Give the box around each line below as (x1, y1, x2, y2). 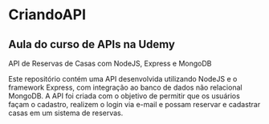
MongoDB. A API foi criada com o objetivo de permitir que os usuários (8, 91, 241, 101)
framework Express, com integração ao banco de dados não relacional (8, 82, 243, 92)
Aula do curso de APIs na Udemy (8, 38, 175, 51)
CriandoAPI (8, 6, 87, 24)
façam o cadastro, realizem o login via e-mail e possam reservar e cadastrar (8, 100, 261, 109)
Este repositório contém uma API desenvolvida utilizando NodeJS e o (8, 74, 238, 83)
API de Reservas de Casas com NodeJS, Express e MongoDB (8, 58, 212, 68)
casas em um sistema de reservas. (8, 108, 124, 118)
